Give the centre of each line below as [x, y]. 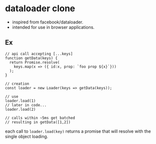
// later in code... [26, 105]
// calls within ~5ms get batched [40, 118]
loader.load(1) [20, 101]
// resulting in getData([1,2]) [38, 122]
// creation [17, 83]
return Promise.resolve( [35, 62]
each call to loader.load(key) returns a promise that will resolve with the [78, 131]
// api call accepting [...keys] [39, 54]
